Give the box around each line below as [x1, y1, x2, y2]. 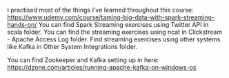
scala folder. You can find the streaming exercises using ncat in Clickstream [7, 28, 223, 36]
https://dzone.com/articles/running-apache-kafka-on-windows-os [7, 64, 197, 71]
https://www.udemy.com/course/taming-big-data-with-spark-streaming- [7, 13, 215, 21]
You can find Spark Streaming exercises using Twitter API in [38, 21, 209, 28]
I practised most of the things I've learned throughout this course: [7, 6, 195, 14]
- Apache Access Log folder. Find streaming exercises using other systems [7, 35, 221, 43]
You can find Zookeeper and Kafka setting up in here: [7, 56, 159, 64]
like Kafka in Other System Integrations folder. [7, 43, 138, 50]
